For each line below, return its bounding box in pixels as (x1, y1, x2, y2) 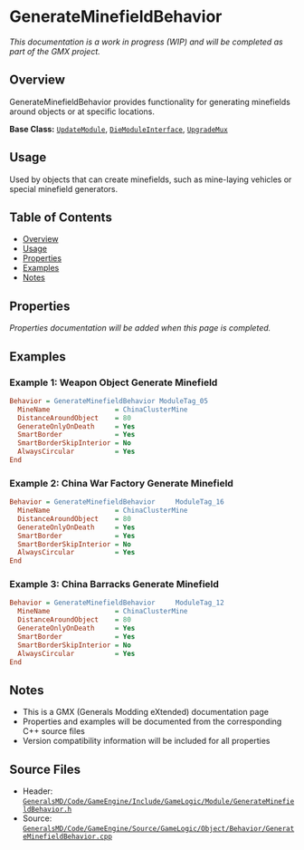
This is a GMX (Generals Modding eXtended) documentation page (22, 707, 270, 718)
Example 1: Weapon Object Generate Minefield (9, 376, 218, 389)
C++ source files (22, 726, 86, 737)
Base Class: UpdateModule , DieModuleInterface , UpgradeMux (9, 123, 228, 134)
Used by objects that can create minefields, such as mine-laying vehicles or (9, 174, 292, 185)
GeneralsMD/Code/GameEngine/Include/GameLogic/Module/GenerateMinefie (22, 797, 295, 807)
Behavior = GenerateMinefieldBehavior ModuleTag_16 (9, 497, 224, 507)
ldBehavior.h (22, 805, 72, 815)
